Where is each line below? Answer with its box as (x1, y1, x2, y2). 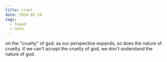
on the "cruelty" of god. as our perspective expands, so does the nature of (5, 40, 162, 46)
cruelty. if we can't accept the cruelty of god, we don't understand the (5, 46, 153, 52)
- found (10, 21, 26, 27)
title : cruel (5, 7, 33, 13)
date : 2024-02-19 (5, 12, 42, 17)
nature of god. (5, 51, 36, 57)
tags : (5, 17, 17, 22)
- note (10, 26, 24, 32)
